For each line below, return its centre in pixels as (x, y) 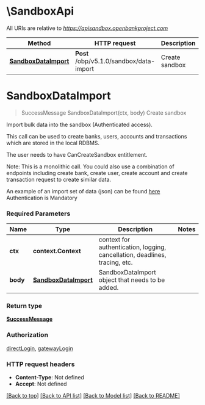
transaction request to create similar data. (59, 179)
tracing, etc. (116, 262)
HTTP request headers (41, 364)
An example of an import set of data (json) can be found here (83, 191)
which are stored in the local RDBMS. (53, 143)
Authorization (27, 335)
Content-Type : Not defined (49, 378)
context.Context (57, 251)
